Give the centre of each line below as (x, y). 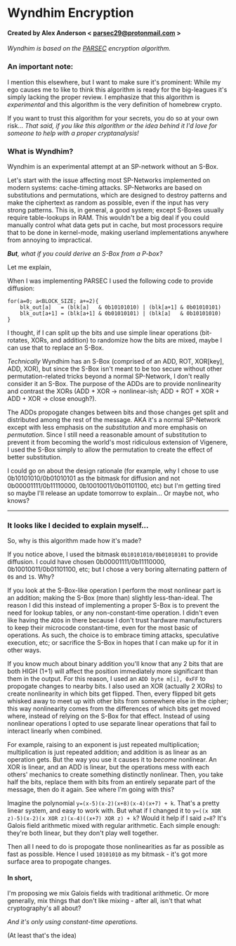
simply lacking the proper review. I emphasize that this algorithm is (104, 97)
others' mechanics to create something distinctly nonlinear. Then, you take (115, 774)
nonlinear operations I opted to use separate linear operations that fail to (112, 724)
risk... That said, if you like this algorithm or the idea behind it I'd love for (112, 125)
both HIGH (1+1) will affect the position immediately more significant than (113, 671)
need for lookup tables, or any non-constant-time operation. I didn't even (113, 613)
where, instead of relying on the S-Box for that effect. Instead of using (109, 716)
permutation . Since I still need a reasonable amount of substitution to (107, 435)
